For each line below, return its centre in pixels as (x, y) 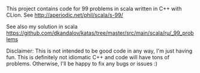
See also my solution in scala (42, 27)
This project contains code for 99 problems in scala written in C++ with (94, 9)
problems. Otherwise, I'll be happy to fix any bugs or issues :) (82, 63)
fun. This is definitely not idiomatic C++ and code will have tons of (88, 57)
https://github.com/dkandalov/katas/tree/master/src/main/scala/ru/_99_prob (100, 33)
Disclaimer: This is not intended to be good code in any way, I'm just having (99, 51)
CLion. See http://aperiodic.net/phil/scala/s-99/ (65, 15)
